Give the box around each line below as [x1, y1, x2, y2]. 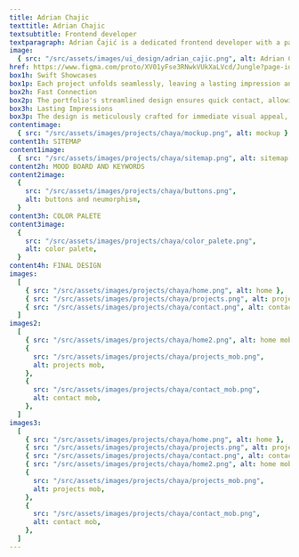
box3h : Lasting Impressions [9, 104, 114, 113]
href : [9, 63, 29, 72]
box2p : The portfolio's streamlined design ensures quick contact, [9, 95, 265, 105]
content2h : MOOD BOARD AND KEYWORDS [9, 162, 145, 171]
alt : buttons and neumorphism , [25, 195, 141, 205]
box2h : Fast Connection [9, 87, 98, 96]
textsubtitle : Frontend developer [9, 29, 138, 38]
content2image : [9, 170, 66, 179]
